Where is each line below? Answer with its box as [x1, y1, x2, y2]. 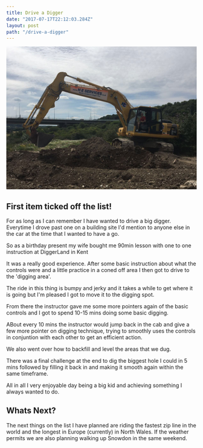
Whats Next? [6, 406, 56, 416]
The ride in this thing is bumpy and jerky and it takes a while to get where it [6, 285, 193, 292]
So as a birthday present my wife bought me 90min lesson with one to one [6, 242, 192, 249]
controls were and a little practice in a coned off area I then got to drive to [6, 267, 190, 274]
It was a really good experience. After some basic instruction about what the [6, 260, 196, 267]
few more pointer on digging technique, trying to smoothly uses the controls [6, 327, 196, 335]
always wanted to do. [6, 388, 60, 395]
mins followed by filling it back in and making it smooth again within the [6, 363, 184, 371]
